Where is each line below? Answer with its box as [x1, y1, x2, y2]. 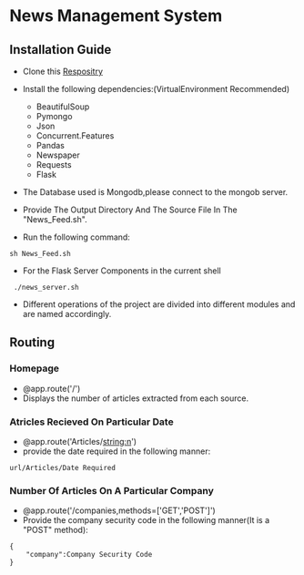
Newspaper [35, 149, 80, 160]
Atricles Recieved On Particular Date [9, 416, 175, 428]
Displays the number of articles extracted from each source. [22, 393, 248, 404]
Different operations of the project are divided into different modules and [22, 299, 296, 310]
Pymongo [35, 111, 73, 121]
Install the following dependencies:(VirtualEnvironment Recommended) [22, 84, 290, 94]
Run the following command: [22, 231, 130, 242]
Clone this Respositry [22, 66, 103, 77]
